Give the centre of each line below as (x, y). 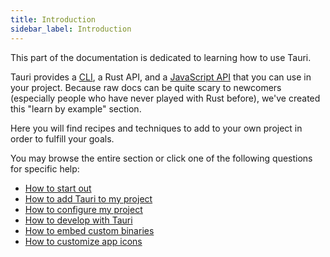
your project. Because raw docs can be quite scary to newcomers (146, 87)
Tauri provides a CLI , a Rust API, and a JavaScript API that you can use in (161, 77)
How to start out (58, 188)
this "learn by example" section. (76, 108)
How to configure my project (83, 209)
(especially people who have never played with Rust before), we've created (165, 98)
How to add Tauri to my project (88, 198)
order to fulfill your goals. (62, 138)
